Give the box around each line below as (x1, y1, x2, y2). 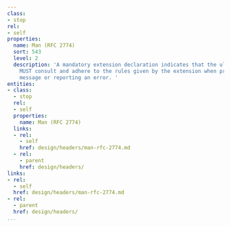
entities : (7, 80, 36, 87)
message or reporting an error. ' (19, 74, 118, 81)
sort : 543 (13, 49, 41, 56)
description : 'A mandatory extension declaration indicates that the (13, 61, 217, 68)
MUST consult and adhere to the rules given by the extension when (19, 67, 217, 74)
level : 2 (13, 55, 38, 62)
